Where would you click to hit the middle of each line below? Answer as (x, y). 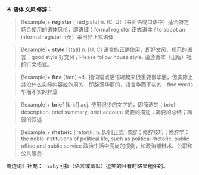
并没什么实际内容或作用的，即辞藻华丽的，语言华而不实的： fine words (107, 85)
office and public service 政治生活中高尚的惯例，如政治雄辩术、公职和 (107, 146)
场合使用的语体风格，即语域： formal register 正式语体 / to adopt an (103, 29)
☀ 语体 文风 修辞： (29, 9)
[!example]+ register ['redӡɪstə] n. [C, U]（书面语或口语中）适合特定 (105, 22)
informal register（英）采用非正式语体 (67, 37)
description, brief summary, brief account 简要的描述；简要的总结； (104, 112)
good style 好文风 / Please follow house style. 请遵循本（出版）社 (111, 57)
